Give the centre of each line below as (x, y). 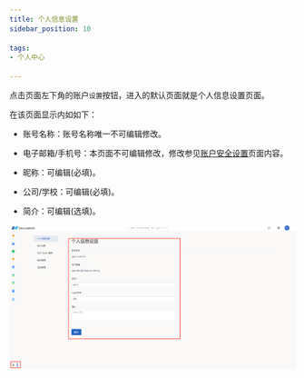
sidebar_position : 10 (50, 29)
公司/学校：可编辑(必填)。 (71, 192)
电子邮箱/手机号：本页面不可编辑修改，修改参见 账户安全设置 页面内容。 (155, 153)
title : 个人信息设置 (44, 19)
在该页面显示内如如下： (53, 114)
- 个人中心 (27, 58)
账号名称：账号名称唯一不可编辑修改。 (94, 134)
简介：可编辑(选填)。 (62, 211)
